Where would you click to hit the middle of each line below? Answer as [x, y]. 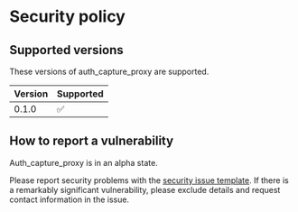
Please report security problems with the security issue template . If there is [149, 180]
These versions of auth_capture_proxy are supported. [109, 71]
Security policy [68, 17]
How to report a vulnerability [92, 141]
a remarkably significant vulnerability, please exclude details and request [145, 189]
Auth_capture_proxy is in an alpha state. [84, 162]
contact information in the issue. [69, 199]
